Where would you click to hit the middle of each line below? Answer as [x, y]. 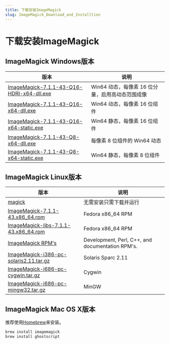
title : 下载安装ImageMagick [33, 10]
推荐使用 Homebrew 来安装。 [35, 322]
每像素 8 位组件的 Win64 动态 [126, 141]
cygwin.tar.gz [24, 275]
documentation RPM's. [110, 246]
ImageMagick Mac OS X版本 [50, 309]
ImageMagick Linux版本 [44, 177]
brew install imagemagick [32, 332]
